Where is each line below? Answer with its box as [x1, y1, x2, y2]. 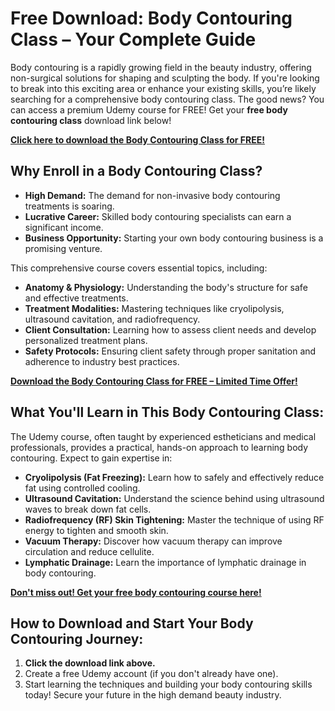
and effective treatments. [24, 292, 129, 304]
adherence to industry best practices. [24, 355, 180, 367]
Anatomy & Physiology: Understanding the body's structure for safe [24, 281, 308, 293]
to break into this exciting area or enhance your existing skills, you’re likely [10, 82, 317, 94]
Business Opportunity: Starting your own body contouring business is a [24, 232, 324, 244]
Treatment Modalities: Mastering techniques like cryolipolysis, [24, 302, 285, 314]
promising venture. [24, 242, 103, 254]
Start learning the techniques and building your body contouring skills [24, 678, 313, 691]
